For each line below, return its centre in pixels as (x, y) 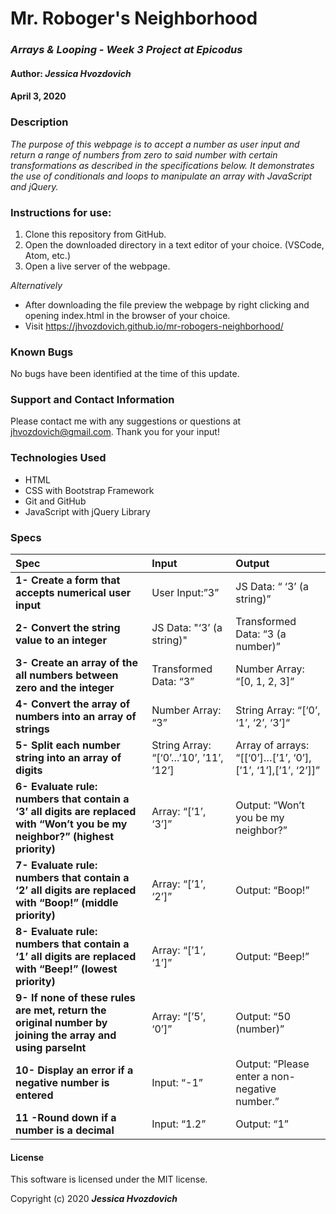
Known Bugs (42, 352)
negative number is (62, 1083)
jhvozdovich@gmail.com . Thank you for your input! (115, 432)
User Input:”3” (185, 593)
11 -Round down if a (66, 1118)
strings (32, 729)
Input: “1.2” (179, 1124)
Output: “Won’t (270, 805)
